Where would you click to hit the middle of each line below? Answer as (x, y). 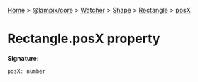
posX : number (27, 71)
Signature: (23, 58)
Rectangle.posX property (84, 39)
